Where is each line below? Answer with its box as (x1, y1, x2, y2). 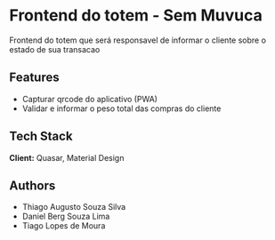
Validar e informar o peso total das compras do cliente (21, 103, 222, 114)
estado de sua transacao (9, 44, 101, 54)
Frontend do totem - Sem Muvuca (9, 5, 263, 26)
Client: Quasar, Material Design (9, 152, 125, 163)
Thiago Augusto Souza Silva (21, 202, 126, 212)
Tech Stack (9, 129, 73, 144)
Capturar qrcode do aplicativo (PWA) (21, 93, 158, 104)
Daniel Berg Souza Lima (21, 211, 110, 222)
